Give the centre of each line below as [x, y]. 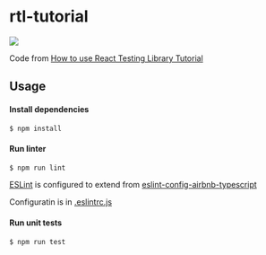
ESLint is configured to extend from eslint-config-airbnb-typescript [133, 185]
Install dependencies [49, 109]
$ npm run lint [38, 168]
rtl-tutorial [49, 17]
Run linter [28, 149]
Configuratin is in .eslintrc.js [61, 202]
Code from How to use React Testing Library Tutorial [106, 58]
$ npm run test [38, 242]
